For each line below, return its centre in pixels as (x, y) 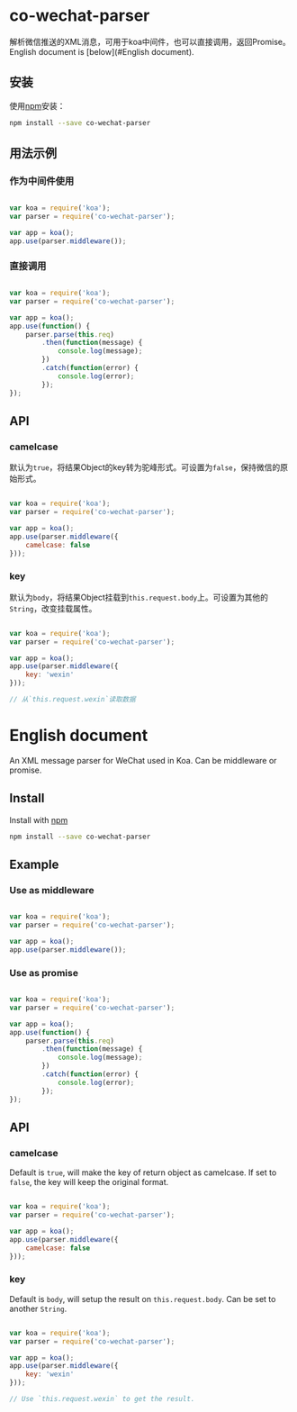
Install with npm (39, 819)
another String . (38, 1308)
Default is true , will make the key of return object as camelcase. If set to (143, 1172)
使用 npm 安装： (37, 105)
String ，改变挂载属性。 (53, 608)
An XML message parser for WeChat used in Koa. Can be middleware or (143, 760)
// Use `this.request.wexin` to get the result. (102, 1399)
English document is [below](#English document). (102, 51)
